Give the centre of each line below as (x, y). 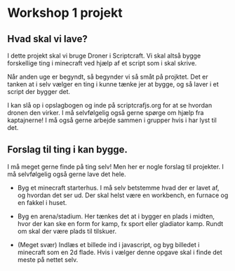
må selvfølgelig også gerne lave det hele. (67, 174)
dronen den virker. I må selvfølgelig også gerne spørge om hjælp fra (106, 113)
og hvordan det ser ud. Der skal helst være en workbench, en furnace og (123, 195)
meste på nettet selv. (48, 259)
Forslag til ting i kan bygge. (68, 150)
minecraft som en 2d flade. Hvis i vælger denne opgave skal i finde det (120, 252)
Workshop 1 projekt (65, 13)
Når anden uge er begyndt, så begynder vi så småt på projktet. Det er (108, 77)
